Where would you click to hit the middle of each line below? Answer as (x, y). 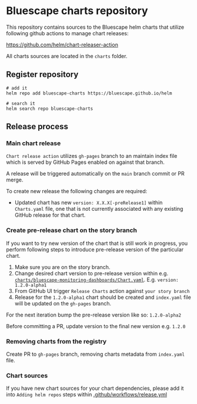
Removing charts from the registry (56, 341)
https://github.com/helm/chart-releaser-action (62, 45)
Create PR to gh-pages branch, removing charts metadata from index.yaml (96, 354)
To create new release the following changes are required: (77, 191)
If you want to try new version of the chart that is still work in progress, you (97, 243)
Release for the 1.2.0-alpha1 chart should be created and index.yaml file (103, 297)
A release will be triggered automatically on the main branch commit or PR (95, 174)
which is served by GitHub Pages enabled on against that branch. (85, 162)
